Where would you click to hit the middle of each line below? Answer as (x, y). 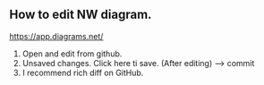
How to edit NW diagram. (81, 15)
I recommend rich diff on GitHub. (83, 72)
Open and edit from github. (72, 54)
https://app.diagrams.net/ (56, 36)
